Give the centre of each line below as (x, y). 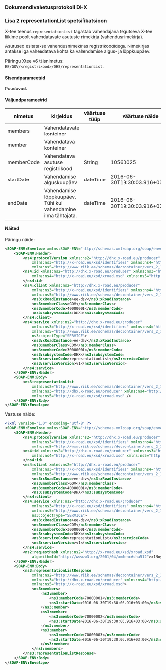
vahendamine (60, 209)
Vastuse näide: (20, 414)
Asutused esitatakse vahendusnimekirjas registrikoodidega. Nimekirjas (77, 46)
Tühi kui (53, 203)
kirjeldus (62, 116)
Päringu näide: (20, 239)
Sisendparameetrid (25, 78)
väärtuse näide (141, 116)
